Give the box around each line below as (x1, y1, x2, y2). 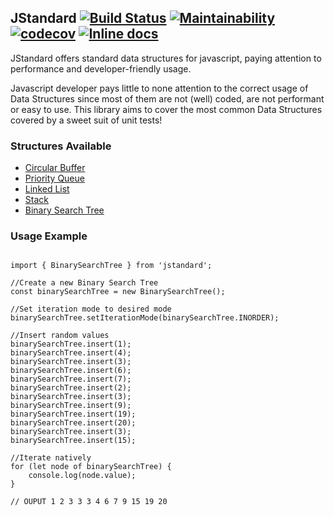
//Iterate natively (10, 453, 92, 463)
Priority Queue (24, 172, 85, 185)
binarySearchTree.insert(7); (10, 374, 132, 385)
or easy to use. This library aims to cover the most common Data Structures (10, 103, 323, 115)
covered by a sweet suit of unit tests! (10, 114, 163, 126)
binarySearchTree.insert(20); (10, 418, 137, 428)
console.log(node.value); (28, 471, 137, 481)
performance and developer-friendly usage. (10, 62, 192, 75)
